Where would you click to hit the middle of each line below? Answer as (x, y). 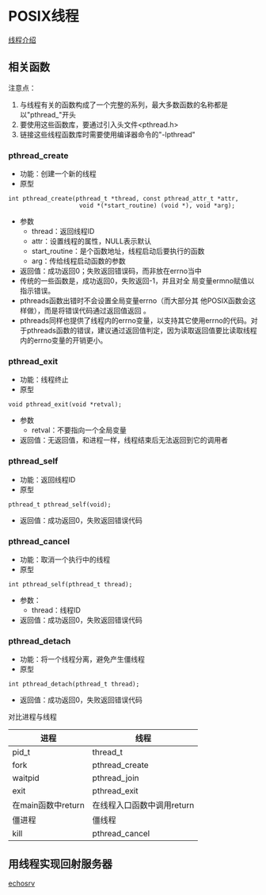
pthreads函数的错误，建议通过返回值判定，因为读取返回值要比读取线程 (142, 331)
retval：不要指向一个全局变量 (79, 430)
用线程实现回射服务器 (60, 864)
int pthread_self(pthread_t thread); (70, 584)
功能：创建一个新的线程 (58, 174)
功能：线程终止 (44, 380)
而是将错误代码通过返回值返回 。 (97, 311)
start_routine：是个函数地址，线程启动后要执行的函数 (118, 252)
